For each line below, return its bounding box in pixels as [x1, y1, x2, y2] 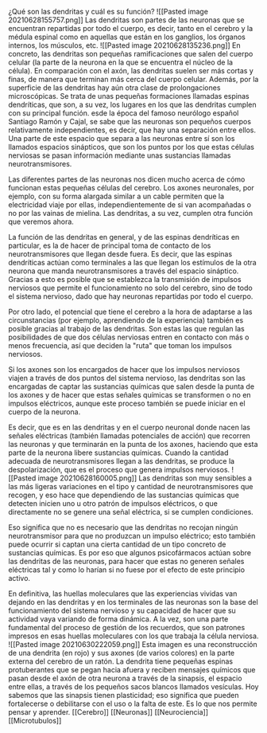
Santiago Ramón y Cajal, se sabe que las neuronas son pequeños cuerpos [8, 117, 252, 126]
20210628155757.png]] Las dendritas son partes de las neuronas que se [8, 15, 245, 25]
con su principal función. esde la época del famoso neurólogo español [8, 108, 239, 118]
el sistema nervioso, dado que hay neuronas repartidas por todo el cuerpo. [8, 292, 253, 301]
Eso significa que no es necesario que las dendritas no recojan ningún [8, 523, 238, 532]
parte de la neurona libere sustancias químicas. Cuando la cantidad [8, 448, 229, 457]
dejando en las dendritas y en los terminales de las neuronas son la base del [8, 598, 258, 606]
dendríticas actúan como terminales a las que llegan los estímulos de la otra [8, 258, 257, 267]
